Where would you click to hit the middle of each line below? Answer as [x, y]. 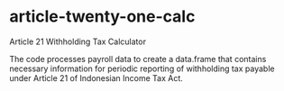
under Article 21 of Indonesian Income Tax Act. [96, 77]
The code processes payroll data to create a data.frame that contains [138, 59]
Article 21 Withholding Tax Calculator [78, 41]
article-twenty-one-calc [102, 17]
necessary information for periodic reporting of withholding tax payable [142, 68]
